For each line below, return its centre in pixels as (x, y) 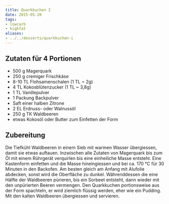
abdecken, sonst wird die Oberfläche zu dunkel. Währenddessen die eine (82, 174)
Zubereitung (25, 135)
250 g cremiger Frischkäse (41, 76)
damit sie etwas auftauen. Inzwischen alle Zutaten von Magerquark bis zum (84, 153)
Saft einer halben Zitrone (38, 103)
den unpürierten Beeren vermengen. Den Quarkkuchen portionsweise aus (82, 185)
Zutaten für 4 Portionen (43, 59)
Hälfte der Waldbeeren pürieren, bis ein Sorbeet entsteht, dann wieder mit (82, 180)
